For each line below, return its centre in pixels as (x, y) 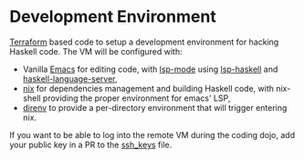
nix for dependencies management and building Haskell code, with (148, 88)
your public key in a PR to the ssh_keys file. (91, 144)
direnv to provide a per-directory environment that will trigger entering (155, 107)
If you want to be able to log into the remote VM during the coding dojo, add (152, 134)
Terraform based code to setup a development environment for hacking (144, 42)
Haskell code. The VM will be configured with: (96, 51)
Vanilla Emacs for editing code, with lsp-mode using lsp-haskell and (150, 69)
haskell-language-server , (70, 78)
